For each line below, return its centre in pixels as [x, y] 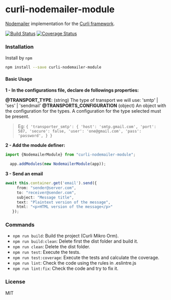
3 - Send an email [24, 174]
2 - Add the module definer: [35, 145]
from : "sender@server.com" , [46, 188]
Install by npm [19, 58]
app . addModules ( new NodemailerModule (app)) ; [58, 164]
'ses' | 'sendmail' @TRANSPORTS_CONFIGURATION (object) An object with [86, 105]
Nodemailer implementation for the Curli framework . [60, 24]
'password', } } [35, 136]
